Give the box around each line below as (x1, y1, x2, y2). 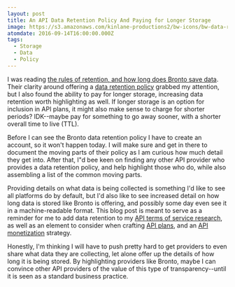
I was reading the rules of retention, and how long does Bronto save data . (7, 75, 219, 83)
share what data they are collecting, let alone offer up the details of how (7, 249, 215, 258)
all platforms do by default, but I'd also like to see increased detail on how (7, 191, 220, 199)
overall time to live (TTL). (7, 120, 79, 128)
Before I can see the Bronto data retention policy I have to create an (7, 133, 202, 141)
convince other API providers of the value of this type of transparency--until (7, 264, 227, 273)
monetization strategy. (7, 228, 72, 237)
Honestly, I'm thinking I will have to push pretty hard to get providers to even (7, 242, 227, 251)
